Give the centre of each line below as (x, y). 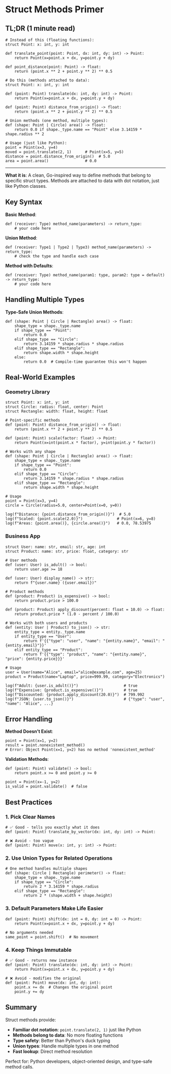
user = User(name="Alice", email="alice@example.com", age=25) (74, 672)
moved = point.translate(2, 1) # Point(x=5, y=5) (65, 152)
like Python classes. (26, 186)
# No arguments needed (29, 932)
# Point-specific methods (33, 421)
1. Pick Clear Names (30, 817)
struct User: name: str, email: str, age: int (55, 547)
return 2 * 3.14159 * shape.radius (61, 887)
